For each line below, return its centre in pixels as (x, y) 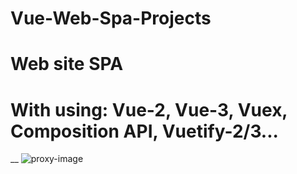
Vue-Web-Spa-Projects (111, 18)
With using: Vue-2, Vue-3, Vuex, (149, 109)
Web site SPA (67, 64)
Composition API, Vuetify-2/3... (144, 131)
